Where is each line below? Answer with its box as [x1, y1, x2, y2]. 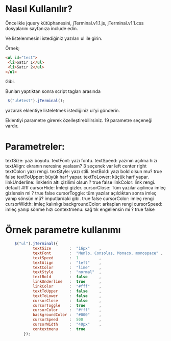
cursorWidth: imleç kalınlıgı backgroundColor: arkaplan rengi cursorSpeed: [5, 201, 162, 207]
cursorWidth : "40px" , [32, 322, 102, 327]
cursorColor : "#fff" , [32, 307, 102, 313]
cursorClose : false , [32, 298, 102, 303]
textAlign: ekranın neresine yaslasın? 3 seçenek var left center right [5, 163, 147, 169]
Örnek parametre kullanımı [5, 224, 121, 236]
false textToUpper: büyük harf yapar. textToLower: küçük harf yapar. [5, 174, 149, 180]
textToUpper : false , [32, 288, 102, 294]
